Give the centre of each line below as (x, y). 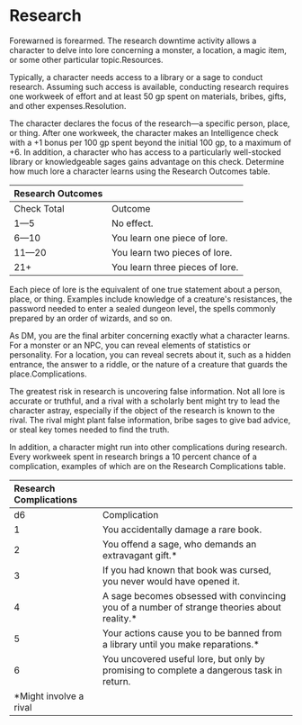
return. (116, 681)
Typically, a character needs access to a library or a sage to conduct (136, 77)
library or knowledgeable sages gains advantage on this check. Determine (147, 161)
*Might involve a (49, 696)
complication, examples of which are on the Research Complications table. (147, 466)
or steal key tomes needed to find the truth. (89, 430)
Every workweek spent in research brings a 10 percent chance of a (133, 457)
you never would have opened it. (171, 581)
